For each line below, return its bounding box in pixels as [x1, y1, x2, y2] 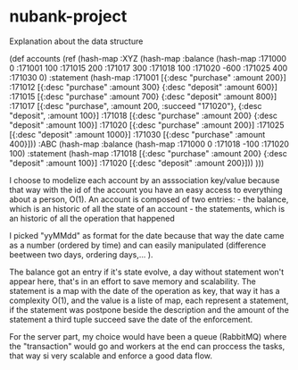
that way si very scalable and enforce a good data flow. [9, 350, 212, 361]
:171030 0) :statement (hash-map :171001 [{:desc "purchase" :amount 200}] [9, 71, 287, 82]
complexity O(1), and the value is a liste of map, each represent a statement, [9, 295, 289, 306]
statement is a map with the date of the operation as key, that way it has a [9, 285, 280, 296]
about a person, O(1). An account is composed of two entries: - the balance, [9, 194, 289, 205]
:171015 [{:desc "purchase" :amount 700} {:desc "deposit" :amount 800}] [9, 91, 277, 102]
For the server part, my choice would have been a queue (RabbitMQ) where [9, 331, 287, 341]
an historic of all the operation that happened [9, 213, 176, 223]
